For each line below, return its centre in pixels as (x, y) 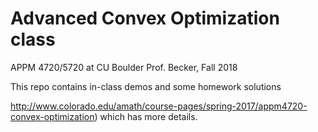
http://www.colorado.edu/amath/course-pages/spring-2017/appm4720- (159, 106)
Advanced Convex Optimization (145, 18)
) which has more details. (146, 116)
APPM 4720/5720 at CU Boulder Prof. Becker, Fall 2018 (124, 67)
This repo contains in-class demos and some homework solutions (146, 86)
